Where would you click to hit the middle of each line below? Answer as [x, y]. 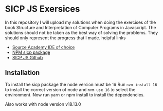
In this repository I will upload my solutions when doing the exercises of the [81, 22]
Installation [22, 73]
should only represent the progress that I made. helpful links [65, 38]
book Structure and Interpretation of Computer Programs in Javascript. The [81, 27]
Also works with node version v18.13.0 [43, 104]
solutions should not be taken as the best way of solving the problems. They [81, 32]
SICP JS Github [27, 57]
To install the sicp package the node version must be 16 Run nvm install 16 [81, 84]
